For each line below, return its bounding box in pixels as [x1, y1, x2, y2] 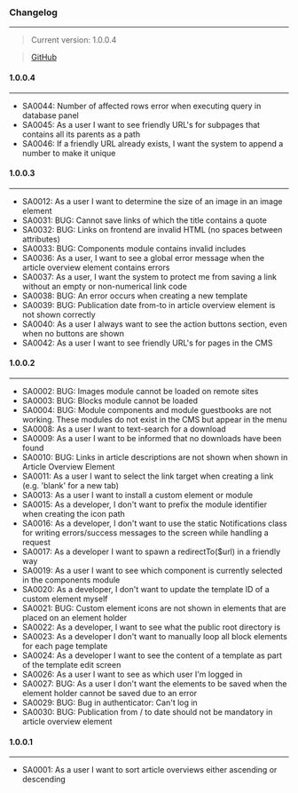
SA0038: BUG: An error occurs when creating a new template [21, 290, 248, 301]
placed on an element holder [21, 612, 127, 623]
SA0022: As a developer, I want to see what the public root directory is [21, 622, 281, 632]
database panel [21, 109, 80, 121]
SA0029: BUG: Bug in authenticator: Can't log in [21, 697, 198, 708]
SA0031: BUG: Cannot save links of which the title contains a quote [21, 215, 268, 226]
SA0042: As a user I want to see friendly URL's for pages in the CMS [21, 337, 273, 348]
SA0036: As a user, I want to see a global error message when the [21, 252, 264, 263]
